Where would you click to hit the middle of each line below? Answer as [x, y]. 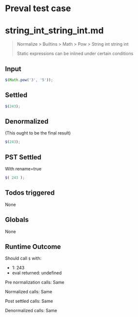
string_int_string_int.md [54, 31]
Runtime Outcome [33, 246]
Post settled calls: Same [29, 301]
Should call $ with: [23, 258]
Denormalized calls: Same [31, 311]
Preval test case [38, 8]
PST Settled [23, 157]
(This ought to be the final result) [38, 133]
